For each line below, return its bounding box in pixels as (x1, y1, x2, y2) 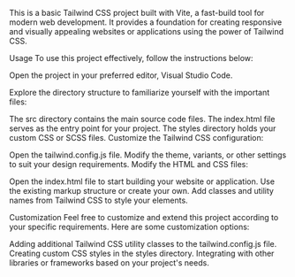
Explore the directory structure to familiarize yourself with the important (9, 88, 270, 97)
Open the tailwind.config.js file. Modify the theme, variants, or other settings (9, 150, 287, 160)
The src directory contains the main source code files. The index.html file (9, 114, 276, 124)
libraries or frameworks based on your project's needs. (9, 258, 209, 268)
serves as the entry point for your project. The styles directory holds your (9, 123, 276, 134)
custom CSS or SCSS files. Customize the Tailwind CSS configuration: (9, 133, 264, 142)
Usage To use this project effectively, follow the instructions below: (9, 53, 253, 63)
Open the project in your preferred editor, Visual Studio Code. (9, 70, 233, 81)
